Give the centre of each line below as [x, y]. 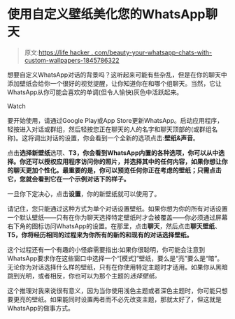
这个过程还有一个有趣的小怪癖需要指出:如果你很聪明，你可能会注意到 [106, 249]
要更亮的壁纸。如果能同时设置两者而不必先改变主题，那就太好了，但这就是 [114, 299]
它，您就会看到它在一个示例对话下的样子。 [69, 179]
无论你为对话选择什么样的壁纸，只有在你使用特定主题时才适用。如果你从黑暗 [117, 267]
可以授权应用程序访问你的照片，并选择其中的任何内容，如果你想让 [126, 161]
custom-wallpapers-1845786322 [72, 60]
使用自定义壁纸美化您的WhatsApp [106, 14]
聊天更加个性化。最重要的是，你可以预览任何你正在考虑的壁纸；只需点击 [117, 170]
